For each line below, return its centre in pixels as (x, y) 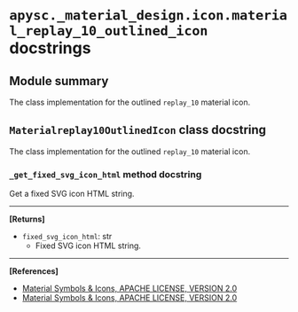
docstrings (50, 48)
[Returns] (27, 219)
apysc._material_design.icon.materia (149, 16)
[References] (34, 271)
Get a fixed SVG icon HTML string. (72, 194)
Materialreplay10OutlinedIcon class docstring (138, 130)
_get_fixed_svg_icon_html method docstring (106, 174)
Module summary (59, 81)
